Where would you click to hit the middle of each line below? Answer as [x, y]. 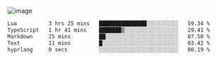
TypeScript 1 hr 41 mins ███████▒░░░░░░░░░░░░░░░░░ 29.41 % [109, 30]
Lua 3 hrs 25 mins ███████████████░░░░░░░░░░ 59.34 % [109, 24]
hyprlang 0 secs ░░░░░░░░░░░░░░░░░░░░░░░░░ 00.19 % [109, 50]
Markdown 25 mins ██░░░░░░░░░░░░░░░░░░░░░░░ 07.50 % [109, 36]
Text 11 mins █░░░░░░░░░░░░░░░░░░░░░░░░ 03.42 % [109, 43]
